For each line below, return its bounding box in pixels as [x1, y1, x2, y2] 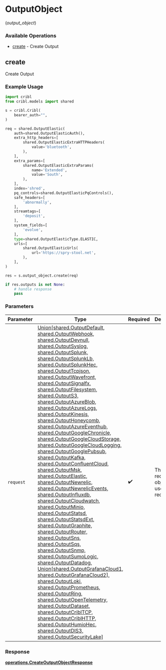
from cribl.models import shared [5, 99, 74, 104]
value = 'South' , [31, 172, 63, 177]
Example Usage [5, 83, 43, 90]
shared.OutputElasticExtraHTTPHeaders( [23, 140, 105, 145]
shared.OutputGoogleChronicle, [37, 429, 112, 436]
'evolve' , [23, 227, 43, 232]
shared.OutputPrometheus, [37, 584, 100, 591]
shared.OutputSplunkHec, [37, 361, 98, 368]
